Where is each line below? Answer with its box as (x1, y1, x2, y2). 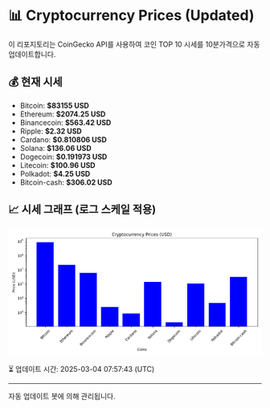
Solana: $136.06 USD (19, 143, 92, 153)
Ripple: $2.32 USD (19, 126, 82, 136)
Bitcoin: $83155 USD (19, 100, 90, 110)
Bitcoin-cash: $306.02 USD (19, 177, 112, 187)
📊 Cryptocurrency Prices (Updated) (8, 6, 255, 25)
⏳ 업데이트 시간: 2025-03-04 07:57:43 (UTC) (8, 364, 155, 373)
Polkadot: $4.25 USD (19, 169, 91, 178)
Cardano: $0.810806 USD (19, 134, 107, 145)
